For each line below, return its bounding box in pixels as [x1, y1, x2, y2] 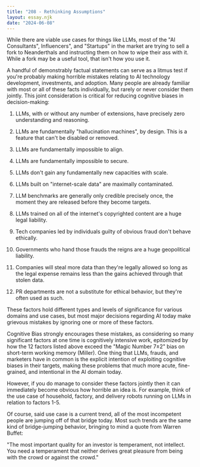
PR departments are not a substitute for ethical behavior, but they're [15, 288, 182, 296]
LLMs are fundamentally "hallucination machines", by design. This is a [15, 128, 187, 135]
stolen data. [15, 276, 45, 284]
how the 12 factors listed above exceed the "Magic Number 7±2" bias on [7, 343, 185, 350]
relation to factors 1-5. [7, 399, 61, 406]
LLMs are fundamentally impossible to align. [15, 146, 124, 153]
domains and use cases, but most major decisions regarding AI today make [7, 312, 191, 319]
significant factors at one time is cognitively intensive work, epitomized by [7, 337, 189, 344]
